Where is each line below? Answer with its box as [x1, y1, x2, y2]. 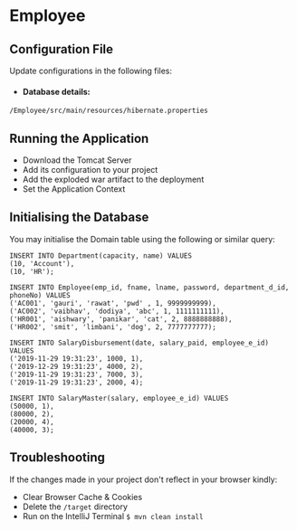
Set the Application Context [22, 184, 126, 194]
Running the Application [9, 130, 149, 146]
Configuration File [9, 42, 114, 57]
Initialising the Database [9, 210, 149, 225]
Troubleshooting [9, 450, 106, 466]
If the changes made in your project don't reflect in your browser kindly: [9, 474, 278, 485]
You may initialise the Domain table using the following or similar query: [9, 233, 276, 244]
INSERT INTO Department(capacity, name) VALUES [9, 251, 193, 260]
